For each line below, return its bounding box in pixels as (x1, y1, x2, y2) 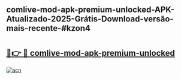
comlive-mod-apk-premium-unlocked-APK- (6, 5, 175, 15)
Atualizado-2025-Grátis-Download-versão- (6, 14, 174, 24)
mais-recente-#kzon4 (6, 23, 91, 33)
